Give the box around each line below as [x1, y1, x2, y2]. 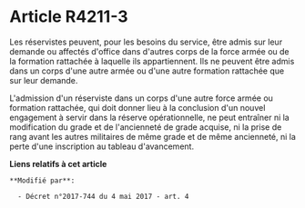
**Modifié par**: [9, 175, 76, 185]
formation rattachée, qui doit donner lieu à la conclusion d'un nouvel [9, 102, 266, 113]
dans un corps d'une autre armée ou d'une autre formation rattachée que [9, 65, 285, 76]
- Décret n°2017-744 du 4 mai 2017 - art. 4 [17, 192, 189, 201]
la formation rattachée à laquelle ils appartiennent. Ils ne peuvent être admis [9, 55, 295, 66]
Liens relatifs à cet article [9, 158, 107, 169]
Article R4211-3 [9, 6, 129, 27]
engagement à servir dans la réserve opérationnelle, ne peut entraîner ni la [9, 112, 290, 123]
